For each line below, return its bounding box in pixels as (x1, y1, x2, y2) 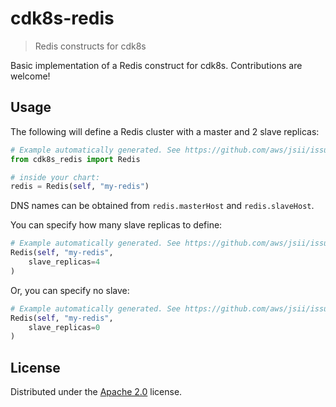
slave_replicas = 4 (28, 257, 101, 267)
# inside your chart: (10, 172, 101, 182)
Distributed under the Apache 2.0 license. (10, 386, 183, 398)
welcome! (10, 70, 51, 82)
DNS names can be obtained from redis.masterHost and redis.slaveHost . (10, 200, 315, 212)
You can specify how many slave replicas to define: (10, 219, 223, 231)
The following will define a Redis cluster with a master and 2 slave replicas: (10, 125, 320, 137)
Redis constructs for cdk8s (34, 40, 147, 52)
